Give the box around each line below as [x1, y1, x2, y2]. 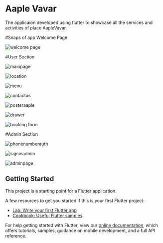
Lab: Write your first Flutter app [12, 207, 77, 213]
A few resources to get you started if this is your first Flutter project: [5, 198, 145, 204]
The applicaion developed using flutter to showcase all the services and [5, 19, 153, 25]
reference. [5, 233, 26, 239]
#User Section [5, 53, 35, 60]
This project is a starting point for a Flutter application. [5, 188, 117, 194]
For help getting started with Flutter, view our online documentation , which [5, 222, 159, 228]
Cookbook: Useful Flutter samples [12, 213, 83, 219]
